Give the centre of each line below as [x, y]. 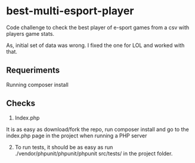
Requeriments [33, 70]
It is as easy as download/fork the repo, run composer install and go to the [97, 129]
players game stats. [30, 33]
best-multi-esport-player [70, 11]
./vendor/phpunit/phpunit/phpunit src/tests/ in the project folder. [94, 153]
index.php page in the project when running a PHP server [77, 136]
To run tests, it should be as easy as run [64, 147]
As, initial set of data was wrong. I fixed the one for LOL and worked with [95, 45]
